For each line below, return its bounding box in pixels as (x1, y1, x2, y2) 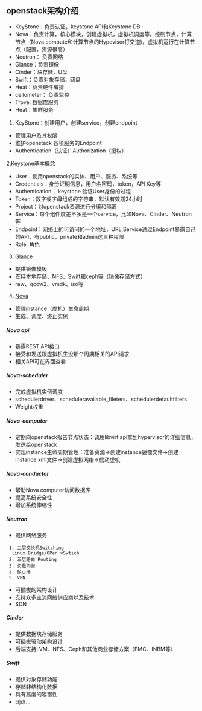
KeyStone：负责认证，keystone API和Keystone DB (14, 23, 140, 30)
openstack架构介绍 (6, 5, 79, 16)
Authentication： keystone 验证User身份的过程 (14, 187, 131, 195)
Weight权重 (14, 403, 43, 410)
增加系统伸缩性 (14, 501, 52, 508)
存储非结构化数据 (14, 683, 58, 690)
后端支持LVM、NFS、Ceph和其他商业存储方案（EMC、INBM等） (14, 645, 176, 652)
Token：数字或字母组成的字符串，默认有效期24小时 (14, 195, 143, 203)
